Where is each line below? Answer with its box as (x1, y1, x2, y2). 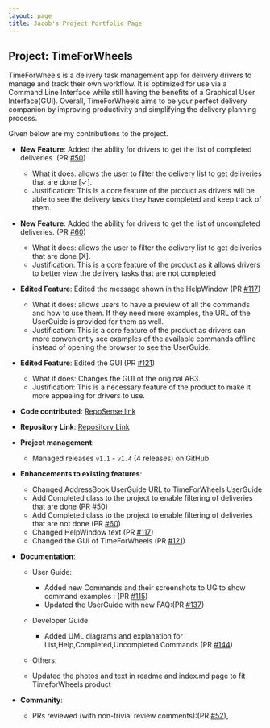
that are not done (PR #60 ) (31, 519, 121, 529)
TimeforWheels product (31, 680, 111, 689)
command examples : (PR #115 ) (44, 592, 148, 601)
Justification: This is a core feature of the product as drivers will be (31, 186, 255, 196)
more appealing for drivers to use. (31, 391, 145, 401)
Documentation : (19, 551, 76, 561)
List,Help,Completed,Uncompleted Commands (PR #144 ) (44, 640, 234, 650)
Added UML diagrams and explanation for (44, 631, 184, 641)
